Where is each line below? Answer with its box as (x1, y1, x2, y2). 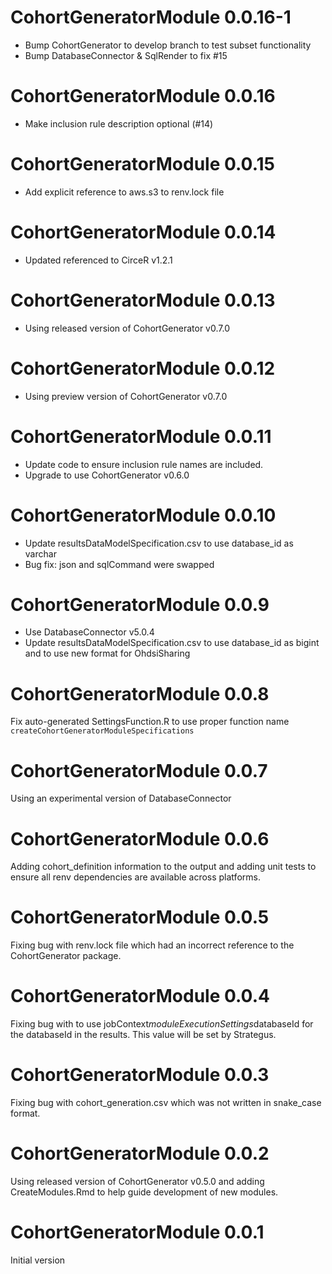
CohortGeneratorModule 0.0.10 (10, 504, 277, 526)
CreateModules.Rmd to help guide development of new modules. (10, 1186, 279, 1198)
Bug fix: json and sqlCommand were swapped (24, 558, 215, 570)
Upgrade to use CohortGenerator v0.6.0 (24, 469, 190, 481)
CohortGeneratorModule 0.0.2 (10, 1142, 270, 1165)
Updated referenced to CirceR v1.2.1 (24, 254, 173, 266)
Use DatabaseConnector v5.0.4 (24, 626, 155, 638)
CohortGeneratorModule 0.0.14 (10, 221, 277, 243)
